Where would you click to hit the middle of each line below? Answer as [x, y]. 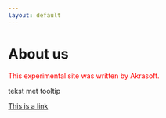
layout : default [34, 15]
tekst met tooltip [34, 91]
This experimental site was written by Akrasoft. [84, 76]
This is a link [28, 105]
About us [38, 54]
